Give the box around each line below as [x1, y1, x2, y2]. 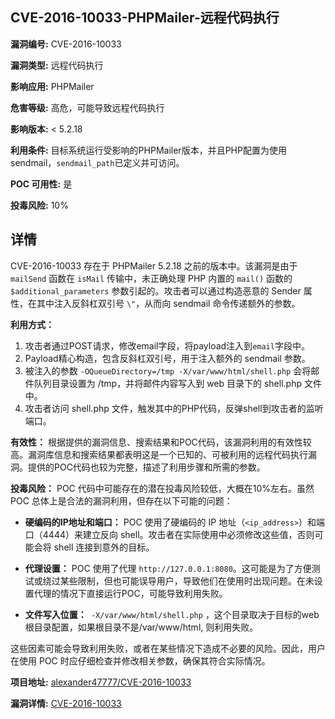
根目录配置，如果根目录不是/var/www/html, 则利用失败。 [24, 621, 259, 633]
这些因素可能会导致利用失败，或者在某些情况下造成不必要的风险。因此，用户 [10, 642, 326, 654]
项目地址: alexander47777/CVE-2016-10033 [10, 676, 192, 688]
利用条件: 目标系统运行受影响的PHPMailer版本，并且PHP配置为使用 [10, 144, 287, 156]
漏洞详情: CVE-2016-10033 [10, 697, 122, 709]
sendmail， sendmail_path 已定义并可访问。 [10, 156, 185, 168]
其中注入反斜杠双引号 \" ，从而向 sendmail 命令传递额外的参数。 [36, 297, 301, 309]
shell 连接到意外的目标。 [53, 541, 155, 553]
